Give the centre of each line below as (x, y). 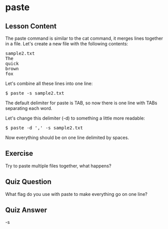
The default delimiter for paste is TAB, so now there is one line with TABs (81, 103)
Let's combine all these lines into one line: (49, 83)
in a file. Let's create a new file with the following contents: (67, 44)
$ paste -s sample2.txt (35, 93)
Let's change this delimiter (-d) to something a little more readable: (75, 118)
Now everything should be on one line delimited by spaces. (67, 137)
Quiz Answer (26, 210)
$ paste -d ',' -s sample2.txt (44, 128)
